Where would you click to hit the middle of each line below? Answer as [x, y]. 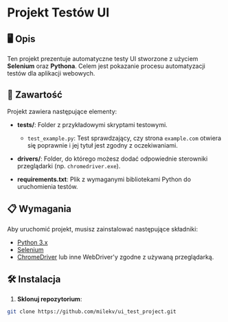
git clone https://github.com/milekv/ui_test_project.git [92, 312]
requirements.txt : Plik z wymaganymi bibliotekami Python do [104, 179]
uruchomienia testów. [47, 186]
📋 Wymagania [39, 209]
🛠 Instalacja [34, 279]
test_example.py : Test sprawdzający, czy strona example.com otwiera [124, 138]
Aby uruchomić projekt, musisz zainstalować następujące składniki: [102, 229]
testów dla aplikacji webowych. [51, 73]
